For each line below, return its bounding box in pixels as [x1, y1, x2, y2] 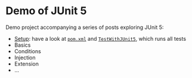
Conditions [14, 47, 41, 54]
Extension [14, 60, 39, 67]
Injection [14, 54, 36, 61]
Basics [14, 41, 31, 48]
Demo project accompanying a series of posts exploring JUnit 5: [5, 24, 164, 31]
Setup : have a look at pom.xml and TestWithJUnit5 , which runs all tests [14, 35, 186, 42]
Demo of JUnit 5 [5, 4, 87, 18]
